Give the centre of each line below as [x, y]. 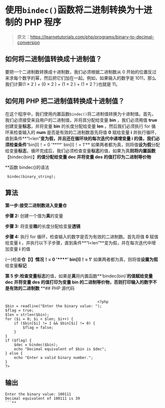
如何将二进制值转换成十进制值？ [54, 59]
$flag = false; [38, 328]
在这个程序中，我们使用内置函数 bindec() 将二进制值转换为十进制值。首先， [81, 114]
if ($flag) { [18, 341]
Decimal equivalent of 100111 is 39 [42, 399]
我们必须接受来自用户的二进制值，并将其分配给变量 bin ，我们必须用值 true [81, 120]
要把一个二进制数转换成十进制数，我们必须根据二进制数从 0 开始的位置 [77, 72]
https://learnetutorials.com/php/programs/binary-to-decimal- [92, 37]
